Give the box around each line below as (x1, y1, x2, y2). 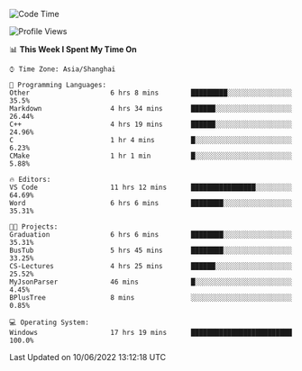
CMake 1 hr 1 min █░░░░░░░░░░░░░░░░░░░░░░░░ (9, 151, 293, 160)
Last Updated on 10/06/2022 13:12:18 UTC (9, 352, 167, 362)
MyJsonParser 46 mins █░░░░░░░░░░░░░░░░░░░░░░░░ (9, 277, 293, 286)
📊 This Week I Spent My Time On (9, 44, 137, 54)
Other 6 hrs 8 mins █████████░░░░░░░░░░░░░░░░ (9, 88, 293, 97)
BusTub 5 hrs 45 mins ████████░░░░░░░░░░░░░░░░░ (9, 246, 293, 255)
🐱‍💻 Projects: (9, 222, 59, 231)
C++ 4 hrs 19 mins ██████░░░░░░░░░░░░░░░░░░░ (9, 120, 293, 129)
